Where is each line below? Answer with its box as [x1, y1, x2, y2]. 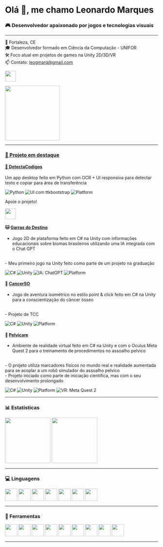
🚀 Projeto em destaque [5, 152, 60, 158]
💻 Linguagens [5, 476, 40, 482]
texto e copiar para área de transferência [5, 180, 87, 186]
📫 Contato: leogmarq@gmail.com [5, 59, 73, 65]
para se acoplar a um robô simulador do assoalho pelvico [5, 368, 120, 374]
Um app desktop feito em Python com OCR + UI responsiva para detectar [5, 174, 152, 180]
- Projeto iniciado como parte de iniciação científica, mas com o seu [5, 373, 141, 378]
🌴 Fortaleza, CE [5, 39, 36, 45]
